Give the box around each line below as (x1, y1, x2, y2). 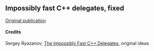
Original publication (5, 17, 46, 23)
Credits (5, 29, 21, 35)
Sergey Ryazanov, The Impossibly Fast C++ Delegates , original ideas (5, 40, 149, 46)
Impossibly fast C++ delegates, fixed (5, 4, 124, 13)
